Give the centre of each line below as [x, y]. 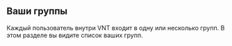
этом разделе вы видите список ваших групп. [75, 35]
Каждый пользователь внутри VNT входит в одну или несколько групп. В [116, 27]
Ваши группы [37, 11]
